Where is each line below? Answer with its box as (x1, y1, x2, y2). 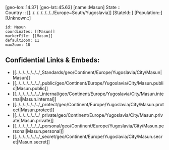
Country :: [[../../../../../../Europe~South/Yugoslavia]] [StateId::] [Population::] (5, 10, 162, 16)
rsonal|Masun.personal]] (12, 128, 64, 134)
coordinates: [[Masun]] (5, 29, 55, 34)
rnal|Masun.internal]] (12, 96, 57, 102)
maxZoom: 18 (5, 42, 30, 47)
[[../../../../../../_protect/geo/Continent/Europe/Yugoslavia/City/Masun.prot (12, 101, 164, 107)
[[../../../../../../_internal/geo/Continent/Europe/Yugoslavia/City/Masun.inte (12, 91, 164, 97)
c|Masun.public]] (12, 85, 48, 91)
